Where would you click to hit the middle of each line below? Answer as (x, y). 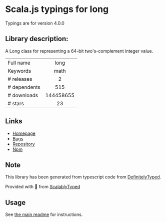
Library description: (37, 39)
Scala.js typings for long (57, 9)
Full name (19, 63)
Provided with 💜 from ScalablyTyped (43, 187)
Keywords (19, 71)
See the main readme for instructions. (44, 214)
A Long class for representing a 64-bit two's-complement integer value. (79, 51)
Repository (23, 144)
